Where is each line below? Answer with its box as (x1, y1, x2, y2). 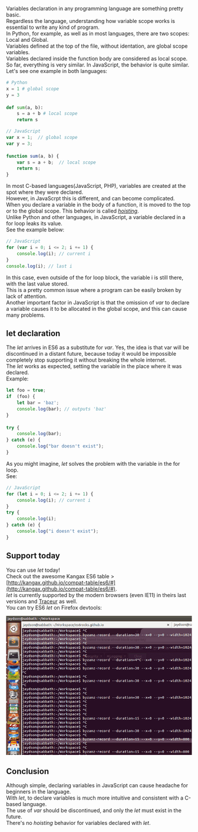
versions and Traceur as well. (6, 598, 78, 605)
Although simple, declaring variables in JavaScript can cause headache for (6, 782, 189, 789)
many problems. (6, 311, 45, 319)
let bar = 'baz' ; (16, 400, 60, 406)
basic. (6, 11, 21, 18)
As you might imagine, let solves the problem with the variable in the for (6, 460, 180, 467)
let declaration (6, 328, 61, 338)
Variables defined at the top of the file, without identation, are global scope (6, 42, 188, 49)
